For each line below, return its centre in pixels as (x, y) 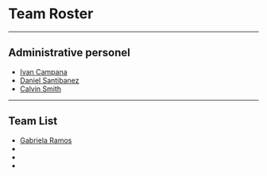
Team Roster (51, 14)
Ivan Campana (43, 71)
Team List (33, 121)
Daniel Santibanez (49, 80)
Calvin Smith (41, 89)
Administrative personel (70, 53)
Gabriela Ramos (46, 140)
